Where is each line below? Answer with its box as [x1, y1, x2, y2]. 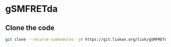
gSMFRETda [5, 3, 58, 15]
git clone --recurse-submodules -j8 [5, 37, 83, 42]
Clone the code [5, 24, 54, 32]
